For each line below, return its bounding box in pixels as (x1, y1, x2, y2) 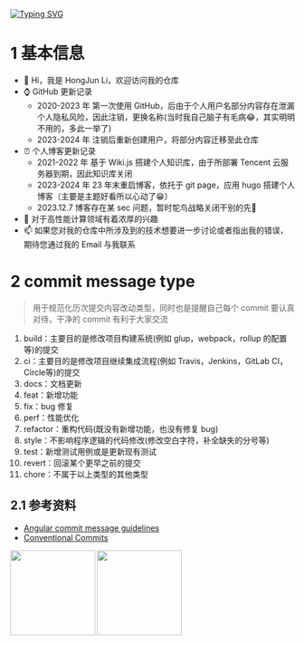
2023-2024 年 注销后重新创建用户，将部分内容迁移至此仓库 (36, 134, 259, 145)
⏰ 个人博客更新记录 (23, 145, 96, 156)
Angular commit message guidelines (23, 522, 160, 534)
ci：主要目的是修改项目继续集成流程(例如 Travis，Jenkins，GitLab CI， (23, 355, 288, 366)
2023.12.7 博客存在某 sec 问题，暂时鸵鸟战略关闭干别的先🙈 (36, 202, 257, 213)
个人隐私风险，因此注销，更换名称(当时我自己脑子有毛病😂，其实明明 (36, 111, 296, 122)
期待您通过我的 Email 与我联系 (23, 238, 136, 249)
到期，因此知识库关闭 (52, 168, 133, 178)
